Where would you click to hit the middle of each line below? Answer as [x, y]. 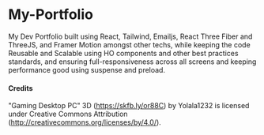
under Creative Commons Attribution [68, 114]
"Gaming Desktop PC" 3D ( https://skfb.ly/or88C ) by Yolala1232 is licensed [129, 106]
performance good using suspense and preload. [87, 69]
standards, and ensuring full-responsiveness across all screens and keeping [132, 62]
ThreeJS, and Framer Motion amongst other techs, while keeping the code [129, 44]
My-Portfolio [51, 15]
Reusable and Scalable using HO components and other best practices [123, 53]
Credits [21, 88]
